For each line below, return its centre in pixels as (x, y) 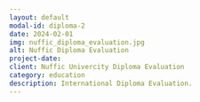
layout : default (39, 17)
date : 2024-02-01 (41, 34)
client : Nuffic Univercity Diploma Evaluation (97, 67)
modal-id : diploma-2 (48, 26)
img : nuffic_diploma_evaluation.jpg (77, 42)
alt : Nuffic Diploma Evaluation (69, 51)
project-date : (36, 59)
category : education (48, 75)
